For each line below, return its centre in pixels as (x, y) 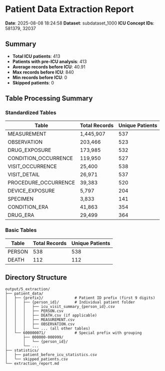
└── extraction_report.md (32, 363)
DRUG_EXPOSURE (29, 150)
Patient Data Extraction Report (69, 9)
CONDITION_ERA (28, 207)
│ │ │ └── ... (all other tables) (48, 328)
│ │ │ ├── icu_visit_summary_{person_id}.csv (60, 306)
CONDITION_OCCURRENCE (40, 158)
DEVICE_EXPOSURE (31, 191)
